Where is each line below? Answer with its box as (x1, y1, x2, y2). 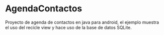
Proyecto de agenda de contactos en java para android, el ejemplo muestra (5, 19, 159, 25)
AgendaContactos (5, 3, 82, 14)
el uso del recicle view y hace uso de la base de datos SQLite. (5, 24, 132, 30)
